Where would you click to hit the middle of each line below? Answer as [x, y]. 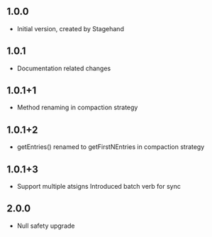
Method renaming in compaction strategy [77, 108]
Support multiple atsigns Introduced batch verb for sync [99, 187]
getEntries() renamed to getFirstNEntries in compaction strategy [111, 147]
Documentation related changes [64, 68]
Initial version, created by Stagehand [71, 28]
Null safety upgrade [46, 226]
